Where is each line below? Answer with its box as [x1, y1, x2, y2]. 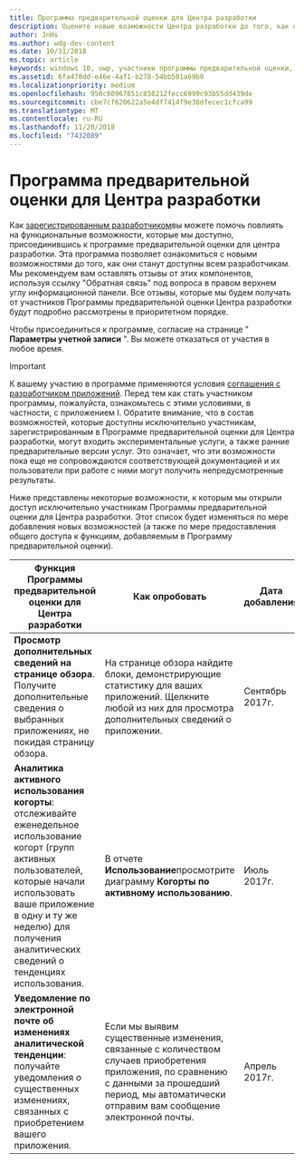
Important [9, 360, 46, 372]
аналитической [14, 1037, 84, 1050]
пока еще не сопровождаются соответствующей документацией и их [9, 455, 280, 466]
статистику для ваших [104, 679, 204, 692]
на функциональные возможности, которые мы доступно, [9, 228, 234, 240]
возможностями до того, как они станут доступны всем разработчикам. [9, 257, 291, 268]
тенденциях [14, 965, 66, 978]
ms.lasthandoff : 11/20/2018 [9, 123, 116, 132]
